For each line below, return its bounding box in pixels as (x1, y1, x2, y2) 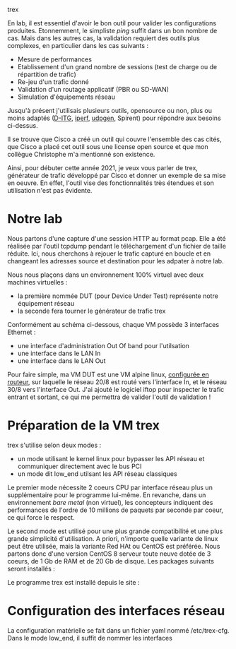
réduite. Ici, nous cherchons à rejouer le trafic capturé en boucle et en (7, 249, 211, 258)
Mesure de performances (17, 55, 92, 64)
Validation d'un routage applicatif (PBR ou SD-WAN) (17, 85, 170, 93)
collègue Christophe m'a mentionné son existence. (7, 150, 155, 158)
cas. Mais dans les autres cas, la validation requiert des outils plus (7, 34, 200, 42)
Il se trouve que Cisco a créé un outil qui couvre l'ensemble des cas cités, (7, 135, 222, 143)
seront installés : (7, 564, 55, 573)
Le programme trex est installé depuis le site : (7, 578, 140, 586)
